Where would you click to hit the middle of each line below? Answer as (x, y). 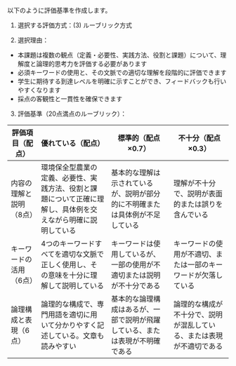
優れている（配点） (73, 143)
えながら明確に (66, 220)
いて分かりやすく (69, 325)
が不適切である (198, 346)
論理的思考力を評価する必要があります (92, 64)
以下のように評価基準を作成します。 (59, 10)
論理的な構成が (198, 304)
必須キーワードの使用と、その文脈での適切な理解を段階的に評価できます (122, 73)
